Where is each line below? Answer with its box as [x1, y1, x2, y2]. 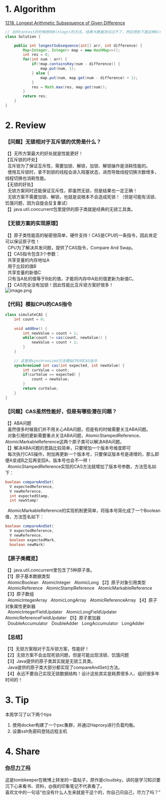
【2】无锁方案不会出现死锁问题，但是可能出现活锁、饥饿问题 [5, 652, 129, 658]
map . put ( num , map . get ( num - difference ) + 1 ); [40, 75, 138, 80]
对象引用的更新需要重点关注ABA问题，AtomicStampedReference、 [7, 432, 143, 438]
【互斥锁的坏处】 [5, 157, 40, 163]
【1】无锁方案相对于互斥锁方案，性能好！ [5, 646, 89, 652]
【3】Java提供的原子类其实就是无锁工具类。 [5, 658, 95, 664]
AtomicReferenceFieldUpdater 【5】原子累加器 [5, 615, 101, 620]
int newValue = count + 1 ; [23, 331, 79, 336]
